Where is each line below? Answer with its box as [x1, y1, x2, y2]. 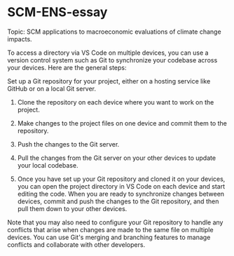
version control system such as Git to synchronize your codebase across [7, 55, 218, 64]
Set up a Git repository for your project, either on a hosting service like [7, 76, 211, 85]
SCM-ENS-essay [7, 4, 108, 20]
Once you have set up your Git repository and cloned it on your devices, [17, 175, 226, 183]
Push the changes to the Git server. [17, 140, 120, 148]
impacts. [7, 34, 33, 43]
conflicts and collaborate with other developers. [7, 240, 146, 249]
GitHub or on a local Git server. [7, 84, 97, 93]
